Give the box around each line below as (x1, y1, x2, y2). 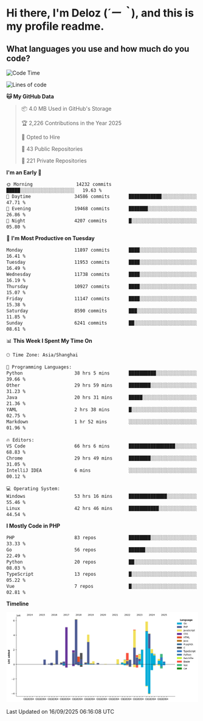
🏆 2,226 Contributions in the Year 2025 (21, 120, 122, 126)
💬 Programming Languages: (6, 364, 72, 370)
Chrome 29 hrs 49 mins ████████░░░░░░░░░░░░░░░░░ (6, 455, 198, 461)
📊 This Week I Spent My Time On (6, 337, 92, 344)
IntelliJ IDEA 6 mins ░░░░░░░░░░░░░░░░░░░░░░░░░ (6, 467, 198, 474)
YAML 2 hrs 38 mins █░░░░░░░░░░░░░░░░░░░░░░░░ (6, 407, 198, 413)
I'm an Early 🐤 (6, 169, 42, 176)
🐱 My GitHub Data (6, 93, 55, 100)
